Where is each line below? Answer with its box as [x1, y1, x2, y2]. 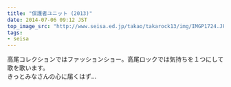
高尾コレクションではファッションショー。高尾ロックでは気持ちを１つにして [7, 55, 224, 64]
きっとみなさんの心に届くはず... [7, 73, 97, 81]
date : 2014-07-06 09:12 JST [7, 16, 88, 23]
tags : [7, 29, 23, 36]
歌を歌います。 [7, 64, 49, 72]
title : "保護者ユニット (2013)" [7, 10, 93, 17]
